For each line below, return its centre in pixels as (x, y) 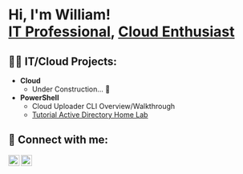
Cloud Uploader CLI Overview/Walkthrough (103, 106)
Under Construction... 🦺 (71, 89)
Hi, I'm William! (59, 15)
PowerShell (39, 97)
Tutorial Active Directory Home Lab (90, 115)
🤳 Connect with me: (58, 140)
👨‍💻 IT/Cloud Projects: (63, 61)
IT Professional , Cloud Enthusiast (121, 32)
